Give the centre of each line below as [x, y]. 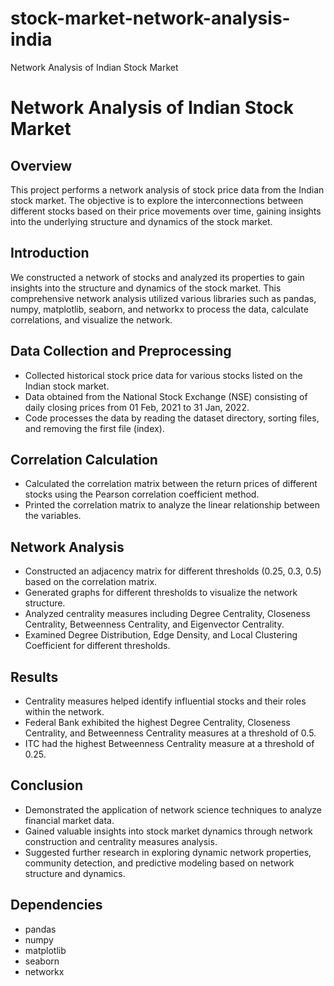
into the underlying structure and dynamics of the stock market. [141, 221]
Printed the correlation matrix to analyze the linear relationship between [172, 505]
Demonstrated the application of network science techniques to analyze [173, 809]
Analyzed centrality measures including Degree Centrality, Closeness [167, 614]
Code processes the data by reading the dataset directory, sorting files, [172, 418]
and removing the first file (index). [94, 428]
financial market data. [69, 820]
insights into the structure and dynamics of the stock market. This [146, 288]
